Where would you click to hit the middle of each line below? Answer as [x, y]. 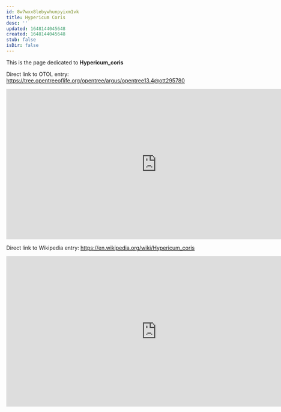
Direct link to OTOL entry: [38, 74]
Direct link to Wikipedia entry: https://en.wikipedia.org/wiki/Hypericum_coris [101, 248]
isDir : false [23, 46]
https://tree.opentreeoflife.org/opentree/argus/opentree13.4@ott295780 [95, 80]
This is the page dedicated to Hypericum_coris [65, 62]
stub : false [21, 40]
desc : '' [17, 23]
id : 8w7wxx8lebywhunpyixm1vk [43, 12]
